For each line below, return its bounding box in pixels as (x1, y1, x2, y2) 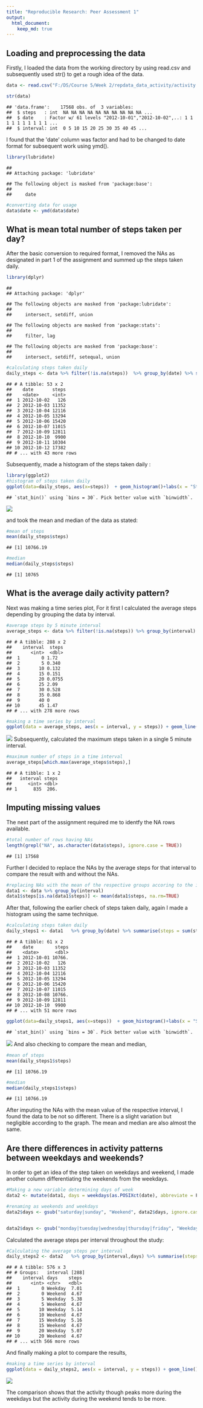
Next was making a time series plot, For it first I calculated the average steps (6, 604, 197, 611)
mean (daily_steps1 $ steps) (6, 1058, 71, 1064)
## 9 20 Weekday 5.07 (6, 1328, 83, 1334)
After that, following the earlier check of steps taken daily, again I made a (6, 904, 188, 911)
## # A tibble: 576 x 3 (6, 1265, 66, 1271)
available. (6, 825, 30, 832)
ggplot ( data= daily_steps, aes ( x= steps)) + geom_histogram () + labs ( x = (6, 483, 188, 490)
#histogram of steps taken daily (6, 478, 91, 484)
